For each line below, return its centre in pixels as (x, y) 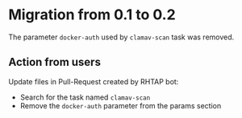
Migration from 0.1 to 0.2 (92, 15)
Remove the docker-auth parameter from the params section (121, 105)
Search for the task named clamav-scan (85, 97)
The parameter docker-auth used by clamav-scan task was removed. (121, 37)
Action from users (54, 62)
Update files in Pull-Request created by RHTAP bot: (94, 81)
